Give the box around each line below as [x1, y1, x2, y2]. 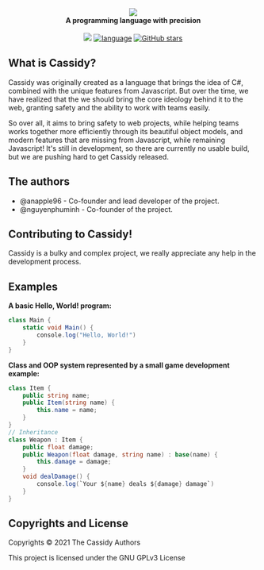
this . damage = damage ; [36, 458, 112, 466]
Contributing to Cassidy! [8, 228, 132, 241]
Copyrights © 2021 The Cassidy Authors [8, 537, 141, 547]
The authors [8, 175, 70, 189]
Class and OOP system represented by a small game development [8, 360, 230, 370]
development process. [8, 257, 82, 267]
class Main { [8, 317, 52, 325]
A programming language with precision [65, 16, 201, 25]
